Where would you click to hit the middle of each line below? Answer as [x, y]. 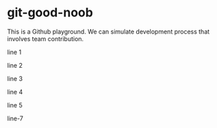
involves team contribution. [46, 38]
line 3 [15, 78]
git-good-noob [50, 13]
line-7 [15, 118]
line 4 [15, 92]
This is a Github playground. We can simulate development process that [108, 31]
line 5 [15, 105]
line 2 [15, 65]
